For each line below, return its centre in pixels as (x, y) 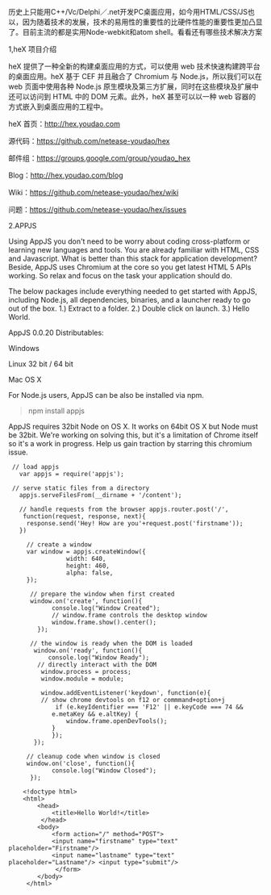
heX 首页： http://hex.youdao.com (65, 124)
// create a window (59, 545)
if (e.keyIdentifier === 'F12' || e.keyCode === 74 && (149, 707)
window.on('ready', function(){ (88, 650)
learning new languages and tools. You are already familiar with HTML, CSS (134, 250)
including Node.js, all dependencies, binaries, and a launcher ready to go (130, 300)
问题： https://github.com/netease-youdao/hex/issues (98, 209)
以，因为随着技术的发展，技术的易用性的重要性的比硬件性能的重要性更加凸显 (135, 22)
